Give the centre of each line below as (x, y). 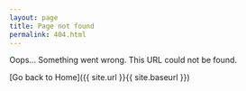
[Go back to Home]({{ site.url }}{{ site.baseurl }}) (100, 77)
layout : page (34, 18)
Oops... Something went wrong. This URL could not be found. (123, 60)
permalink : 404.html (48, 34)
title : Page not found (52, 26)
